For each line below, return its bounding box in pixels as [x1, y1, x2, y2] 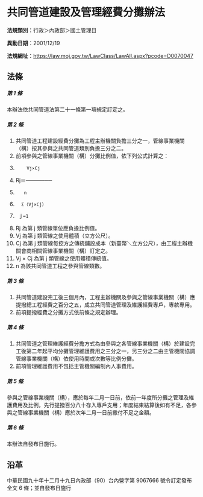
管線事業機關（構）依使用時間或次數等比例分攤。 [15, 355, 137, 362]
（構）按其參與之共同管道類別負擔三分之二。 [15, 145, 127, 152]
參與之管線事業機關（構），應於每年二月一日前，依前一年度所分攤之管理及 [7, 394, 189, 401]
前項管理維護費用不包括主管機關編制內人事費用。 [15, 362, 137, 370]
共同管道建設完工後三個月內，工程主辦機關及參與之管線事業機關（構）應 [15, 294, 195, 301]
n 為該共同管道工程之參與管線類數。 [15, 262, 105, 270]
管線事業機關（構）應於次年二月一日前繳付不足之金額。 [17, 409, 155, 416]
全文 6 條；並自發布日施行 [7, 484, 72, 492]
